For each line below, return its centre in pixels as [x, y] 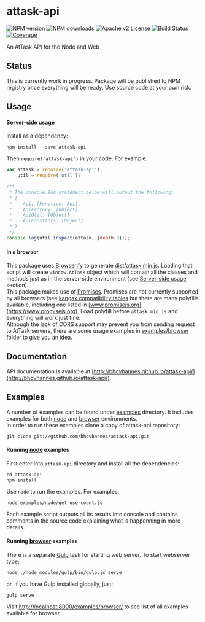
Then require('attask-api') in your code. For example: [77, 158]
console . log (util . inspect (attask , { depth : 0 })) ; [68, 238]
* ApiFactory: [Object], [45, 209]
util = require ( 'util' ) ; [49, 176]
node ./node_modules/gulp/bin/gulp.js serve [64, 573]
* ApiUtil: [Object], [41, 215]
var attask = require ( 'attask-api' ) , [55, 170]
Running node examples [38, 450]
